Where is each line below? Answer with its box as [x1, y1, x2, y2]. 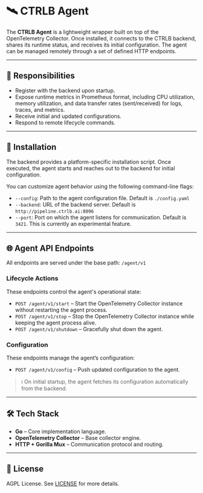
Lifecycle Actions [6, 274, 59, 283]
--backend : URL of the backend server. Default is [14, 201, 136, 208]
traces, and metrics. [14, 106, 65, 113]
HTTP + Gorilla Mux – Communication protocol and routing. [14, 440, 164, 448]
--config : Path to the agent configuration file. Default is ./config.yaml [14, 194, 190, 202]
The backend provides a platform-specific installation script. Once [6, 158, 171, 166]
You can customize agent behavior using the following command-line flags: [6, 182, 195, 190]
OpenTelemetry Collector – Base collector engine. [14, 434, 141, 441]
